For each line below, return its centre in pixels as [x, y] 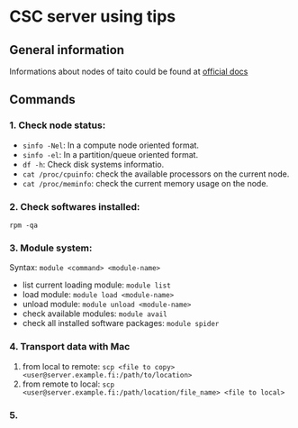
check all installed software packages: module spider [121, 323]
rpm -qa [24, 225]
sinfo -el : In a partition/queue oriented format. [110, 154]
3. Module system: [51, 248]
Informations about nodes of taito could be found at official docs [129, 71]
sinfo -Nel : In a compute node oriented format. [111, 145]
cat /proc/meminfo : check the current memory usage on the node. [145, 183]
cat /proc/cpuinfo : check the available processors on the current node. [156, 174]
